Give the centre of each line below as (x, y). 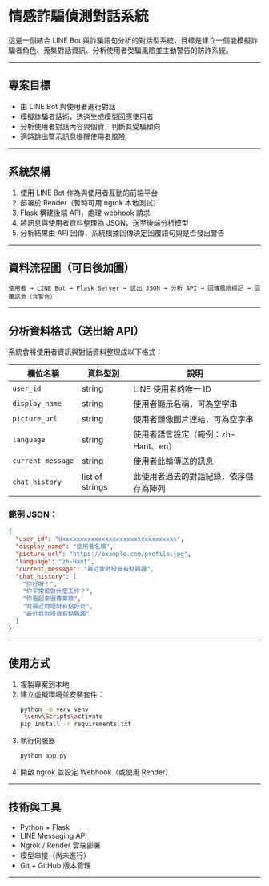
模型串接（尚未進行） (55, 855)
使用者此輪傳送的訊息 (173, 461)
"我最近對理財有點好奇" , (58, 607)
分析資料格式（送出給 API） (76, 331)
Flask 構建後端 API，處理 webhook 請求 (85, 213)
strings (94, 487)
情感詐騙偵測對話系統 (79, 16)
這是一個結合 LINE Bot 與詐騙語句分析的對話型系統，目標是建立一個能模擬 (130, 40)
